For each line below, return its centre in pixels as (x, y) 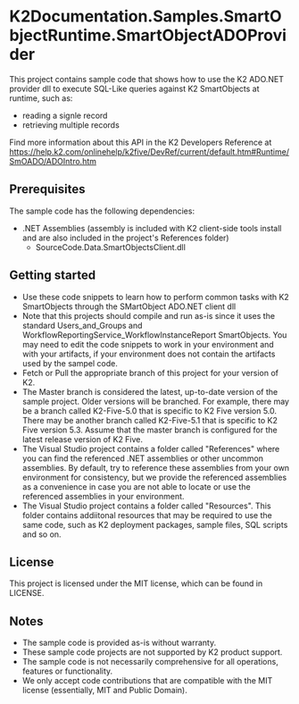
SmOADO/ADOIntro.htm (53, 161)
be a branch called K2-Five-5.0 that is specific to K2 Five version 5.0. (149, 411)
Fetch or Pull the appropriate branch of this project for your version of (150, 373)
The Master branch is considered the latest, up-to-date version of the (150, 391)
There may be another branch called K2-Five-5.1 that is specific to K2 (150, 420)
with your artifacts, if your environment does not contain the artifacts (149, 354)
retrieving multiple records (71, 125)
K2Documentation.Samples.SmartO (146, 17)
